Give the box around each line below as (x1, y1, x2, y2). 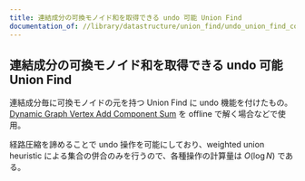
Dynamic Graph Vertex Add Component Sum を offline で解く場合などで (9, 109, 279, 119)
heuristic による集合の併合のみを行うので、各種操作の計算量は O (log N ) (9, 150, 275, 161)
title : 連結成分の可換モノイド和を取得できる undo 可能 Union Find (9, 13, 242, 23)
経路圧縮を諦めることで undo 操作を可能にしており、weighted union (9, 139, 265, 150)
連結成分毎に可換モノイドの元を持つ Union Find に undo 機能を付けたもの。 (9, 97, 293, 109)
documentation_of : (9, 22, 79, 31)
